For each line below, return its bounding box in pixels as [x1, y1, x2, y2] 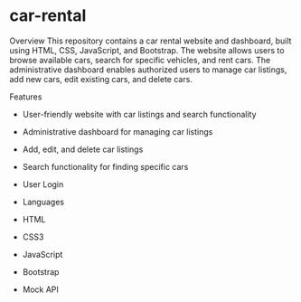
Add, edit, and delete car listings [22, 144, 144, 155]
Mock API [22, 284, 59, 295]
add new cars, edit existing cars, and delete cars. [9, 73, 193, 84]
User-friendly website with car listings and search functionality [22, 109, 257, 119]
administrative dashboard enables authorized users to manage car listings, [9, 64, 287, 75]
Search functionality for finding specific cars [22, 161, 189, 172]
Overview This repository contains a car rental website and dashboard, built [9, 35, 292, 46]
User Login [22, 178, 64, 190]
